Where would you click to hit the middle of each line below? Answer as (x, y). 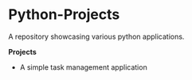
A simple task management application (83, 67)
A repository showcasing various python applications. (96, 36)
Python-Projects (64, 15)
